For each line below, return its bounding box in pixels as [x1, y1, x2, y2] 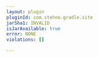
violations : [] [6, 37, 45, 43]
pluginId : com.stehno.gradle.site [6, 14, 94, 20]
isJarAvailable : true [6, 25, 61, 32]
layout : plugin [6, 8, 45, 15]
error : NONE [6, 31, 36, 37]
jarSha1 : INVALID [6, 20, 50, 26]
